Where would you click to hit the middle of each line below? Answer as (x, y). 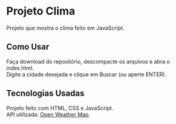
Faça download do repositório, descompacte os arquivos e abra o (88, 61)
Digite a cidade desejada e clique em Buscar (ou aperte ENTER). (86, 74)
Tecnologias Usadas (45, 93)
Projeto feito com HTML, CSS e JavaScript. (60, 108)
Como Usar (28, 47)
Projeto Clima (41, 11)
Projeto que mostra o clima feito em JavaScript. (66, 28)
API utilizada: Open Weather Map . (48, 114)
